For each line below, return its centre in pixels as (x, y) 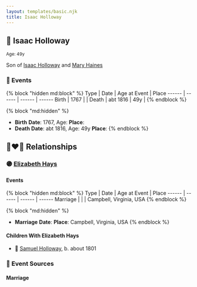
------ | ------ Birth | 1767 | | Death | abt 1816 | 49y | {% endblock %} (103, 99)
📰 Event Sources (30, 264)
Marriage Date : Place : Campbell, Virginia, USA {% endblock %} (92, 222)
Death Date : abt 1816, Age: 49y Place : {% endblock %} (81, 128)
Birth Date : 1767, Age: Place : (49, 122)
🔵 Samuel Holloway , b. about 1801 (55, 249)
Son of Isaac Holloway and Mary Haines (54, 65)
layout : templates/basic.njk (42, 11)
